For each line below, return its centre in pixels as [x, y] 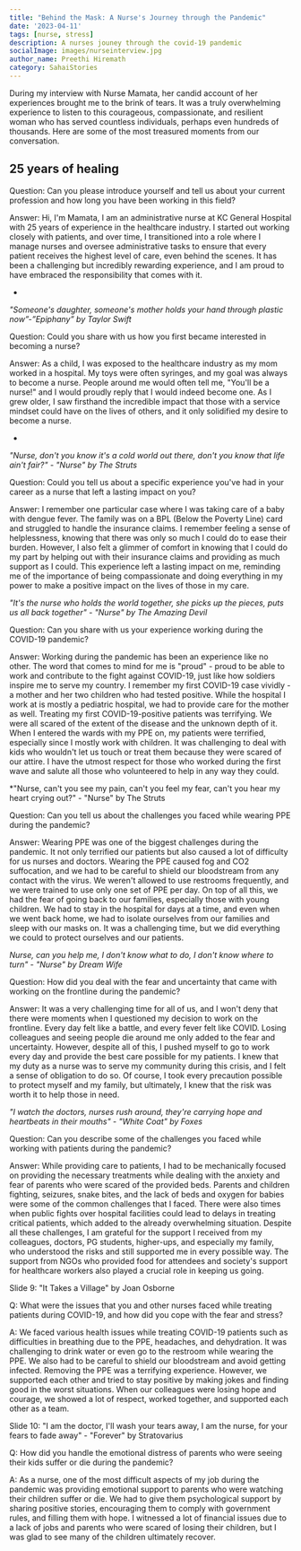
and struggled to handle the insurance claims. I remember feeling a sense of [150, 528]
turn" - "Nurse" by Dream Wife [66, 964]
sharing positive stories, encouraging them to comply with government [140, 1508]
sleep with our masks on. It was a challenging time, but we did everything [145, 928]
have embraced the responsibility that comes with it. [106, 274]
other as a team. [39, 1408]
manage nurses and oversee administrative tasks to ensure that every [138, 246]
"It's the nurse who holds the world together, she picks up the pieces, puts [146, 603]
